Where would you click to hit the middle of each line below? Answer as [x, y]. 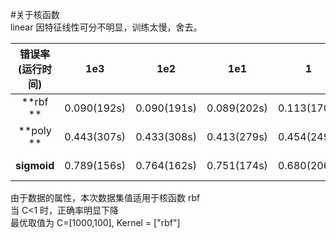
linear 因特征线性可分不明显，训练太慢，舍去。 [106, 27]
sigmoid [35, 165]
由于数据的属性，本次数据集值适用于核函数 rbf [105, 197]
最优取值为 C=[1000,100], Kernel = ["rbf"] [95, 222]
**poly [35, 130]
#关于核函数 [35, 14]
